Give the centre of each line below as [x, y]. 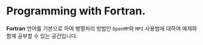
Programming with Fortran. [76, 11]
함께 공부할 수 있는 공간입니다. [42, 36]
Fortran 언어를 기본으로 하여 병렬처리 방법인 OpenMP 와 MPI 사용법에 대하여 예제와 [102, 28]
